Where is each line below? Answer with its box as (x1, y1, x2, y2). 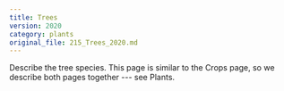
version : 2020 (9, 21, 63, 30)
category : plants (9, 29, 74, 38)
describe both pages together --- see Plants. (9, 72, 176, 83)
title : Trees (9, 12, 58, 22)
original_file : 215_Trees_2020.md (9, 37, 139, 47)
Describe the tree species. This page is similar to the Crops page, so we (9, 62, 275, 73)
